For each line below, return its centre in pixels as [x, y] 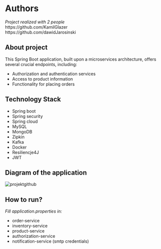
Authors [22, 8]
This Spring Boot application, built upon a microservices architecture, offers [81, 59]
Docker [19, 147]
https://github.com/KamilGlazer [36, 27]
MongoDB [22, 132]
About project [26, 47]
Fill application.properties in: [33, 211]
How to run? [24, 199]
